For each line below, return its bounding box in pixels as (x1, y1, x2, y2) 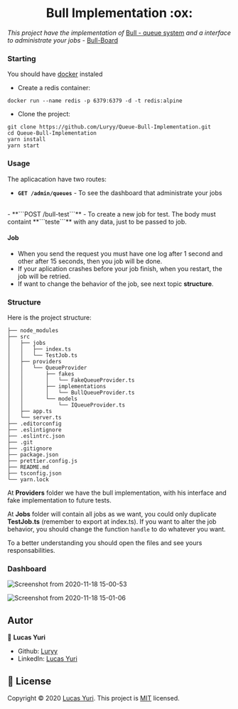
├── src (7, 334, 31, 341)
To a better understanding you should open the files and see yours (7, 539, 202, 547)
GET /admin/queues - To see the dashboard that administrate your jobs (17, 188, 222, 197)
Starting (7, 53, 37, 63)
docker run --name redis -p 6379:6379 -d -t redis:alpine (7, 97, 183, 104)
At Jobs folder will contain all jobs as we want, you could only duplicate (7, 510, 217, 519)
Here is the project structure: (7, 314, 92, 322)
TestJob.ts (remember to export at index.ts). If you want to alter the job (7, 517, 217, 526)
